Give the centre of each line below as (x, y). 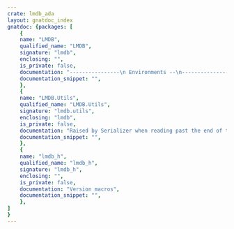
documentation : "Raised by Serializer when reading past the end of (121, 131)
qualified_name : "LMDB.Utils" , (65, 105)
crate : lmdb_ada (31, 14)
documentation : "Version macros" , (70, 189)
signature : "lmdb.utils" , (57, 111)
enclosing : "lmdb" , (48, 117)
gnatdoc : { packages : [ (40, 27)
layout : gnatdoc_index (40, 20)
